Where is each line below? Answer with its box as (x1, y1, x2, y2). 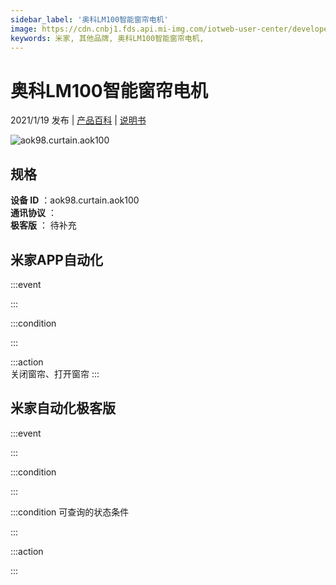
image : (10, 24, 38, 34)
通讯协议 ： (10, 207, 57, 219)
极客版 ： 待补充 (10, 219, 77, 231)
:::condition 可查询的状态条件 (10, 506, 130, 518)
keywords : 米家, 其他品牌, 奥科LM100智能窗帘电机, (10, 33, 205, 43)
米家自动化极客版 (10, 400, 116, 417)
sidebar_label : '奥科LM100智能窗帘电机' (10, 14, 169, 25)
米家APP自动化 (10, 251, 103, 268)
